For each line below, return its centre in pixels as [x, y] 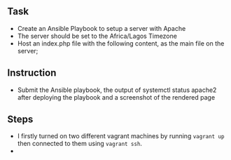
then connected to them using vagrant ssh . [79, 144]
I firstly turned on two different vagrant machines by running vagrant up [121, 136]
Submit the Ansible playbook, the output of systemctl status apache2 [117, 90]
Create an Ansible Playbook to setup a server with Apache [101, 28]
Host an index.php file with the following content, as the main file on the [121, 43]
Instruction [32, 73]
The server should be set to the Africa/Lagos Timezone [97, 36]
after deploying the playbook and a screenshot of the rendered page [116, 97]
